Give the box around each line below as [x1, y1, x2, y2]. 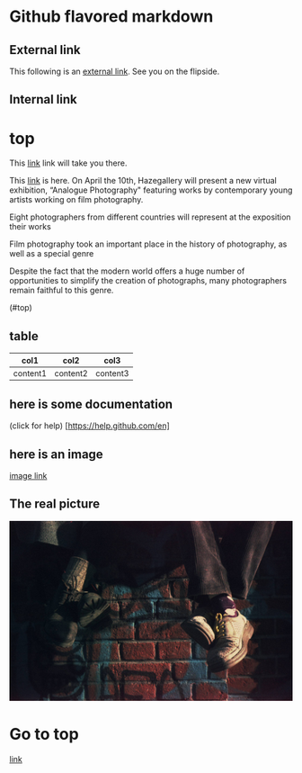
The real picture [9, 497, 101, 512]
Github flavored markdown [9, 6, 214, 27]
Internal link [9, 92, 78, 107]
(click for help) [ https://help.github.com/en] [9, 420, 171, 431]
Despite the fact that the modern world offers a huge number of [9, 265, 245, 276]
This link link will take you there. [9, 157, 128, 168]
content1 [13, 367, 48, 379]
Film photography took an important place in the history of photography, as [9, 238, 288, 249]
